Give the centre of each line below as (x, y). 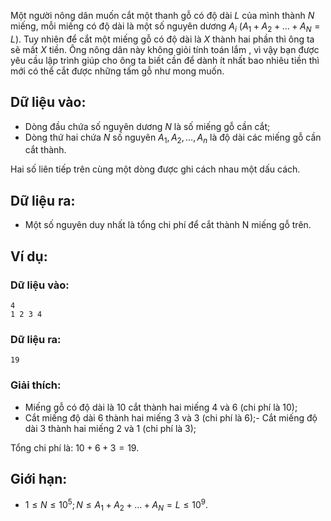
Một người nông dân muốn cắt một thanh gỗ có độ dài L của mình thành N (162, 15)
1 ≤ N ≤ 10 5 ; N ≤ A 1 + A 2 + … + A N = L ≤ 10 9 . (116, 505)
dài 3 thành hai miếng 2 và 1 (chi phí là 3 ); (110, 428)
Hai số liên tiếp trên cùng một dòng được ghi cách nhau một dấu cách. (155, 169)
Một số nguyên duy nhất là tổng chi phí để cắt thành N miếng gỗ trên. (168, 225)
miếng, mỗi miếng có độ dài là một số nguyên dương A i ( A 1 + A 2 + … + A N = (165, 27)
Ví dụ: (29, 256)
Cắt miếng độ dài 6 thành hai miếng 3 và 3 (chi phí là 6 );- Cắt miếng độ (171, 417)
